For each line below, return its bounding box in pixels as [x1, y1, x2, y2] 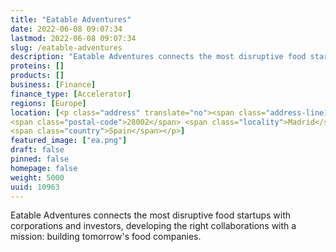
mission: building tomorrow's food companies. [10, 231, 202, 243]
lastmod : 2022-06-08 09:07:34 [10, 33, 137, 43]
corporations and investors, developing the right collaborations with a [10, 220, 297, 232]
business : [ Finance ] [10, 80, 97, 90]
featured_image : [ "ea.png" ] [10, 136, 128, 146]
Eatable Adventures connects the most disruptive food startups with [10, 209, 292, 221]
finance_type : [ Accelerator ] [10, 89, 132, 99]
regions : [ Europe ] [10, 98, 87, 108]
